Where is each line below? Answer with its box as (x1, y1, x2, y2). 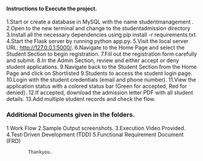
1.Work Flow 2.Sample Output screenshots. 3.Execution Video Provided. (6, 124, 186, 131)
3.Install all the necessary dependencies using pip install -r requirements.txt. (6, 31, 198, 39)
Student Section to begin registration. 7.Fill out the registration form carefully (6, 50, 198, 57)
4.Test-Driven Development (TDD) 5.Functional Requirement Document (6, 131, 184, 138)
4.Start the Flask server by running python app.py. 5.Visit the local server (6, 38, 189, 45)
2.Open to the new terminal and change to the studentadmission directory (6, 25, 191, 32)
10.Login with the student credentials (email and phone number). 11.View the (6, 76, 196, 84)
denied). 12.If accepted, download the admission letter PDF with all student (6, 89, 193, 96)
